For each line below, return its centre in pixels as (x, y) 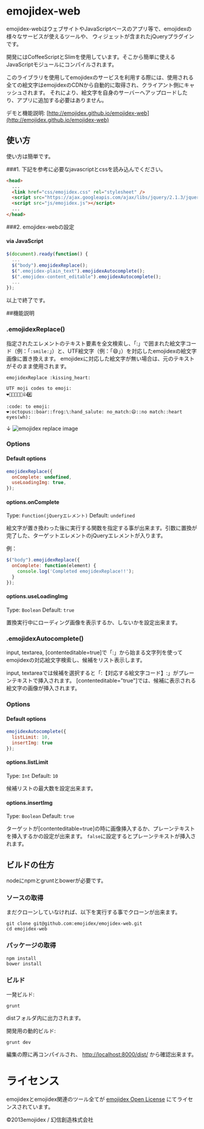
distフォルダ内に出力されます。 (45, 1018)
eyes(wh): (19, 417)
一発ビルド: (21, 994)
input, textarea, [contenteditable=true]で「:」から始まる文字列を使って (95, 653)
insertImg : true (32, 743)
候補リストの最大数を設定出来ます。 (51, 788)
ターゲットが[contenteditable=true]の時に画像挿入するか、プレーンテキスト (101, 829)
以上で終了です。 (27, 300)
